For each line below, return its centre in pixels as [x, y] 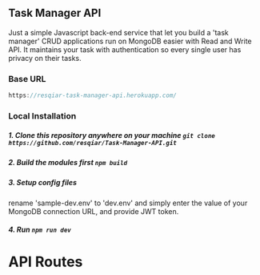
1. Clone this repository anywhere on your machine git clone [112, 135]
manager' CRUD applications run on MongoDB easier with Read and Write [130, 41]
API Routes [46, 262]
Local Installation [42, 115]
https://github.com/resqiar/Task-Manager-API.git [93, 143]
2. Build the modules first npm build [68, 162]
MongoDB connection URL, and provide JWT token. [94, 211]
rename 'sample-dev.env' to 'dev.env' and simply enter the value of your [128, 203]
